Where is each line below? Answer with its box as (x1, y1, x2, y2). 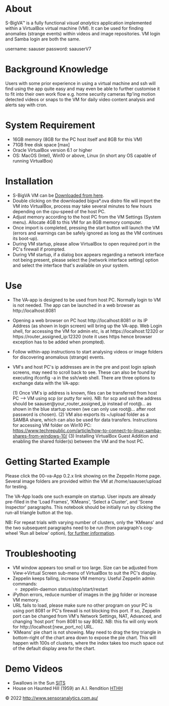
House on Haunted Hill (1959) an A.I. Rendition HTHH (12, 685, 123, 691)
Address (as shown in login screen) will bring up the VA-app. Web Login (12, 323, 162, 329)
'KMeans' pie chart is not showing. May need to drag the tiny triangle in (12, 629, 161, 635)
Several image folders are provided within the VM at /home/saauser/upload (5, 478, 161, 484)
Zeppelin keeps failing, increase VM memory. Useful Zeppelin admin (12, 575, 155, 581)
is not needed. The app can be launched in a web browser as (12, 302, 140, 308)
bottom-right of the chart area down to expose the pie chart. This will (12, 634, 156, 641)
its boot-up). (12, 235, 39, 241)
